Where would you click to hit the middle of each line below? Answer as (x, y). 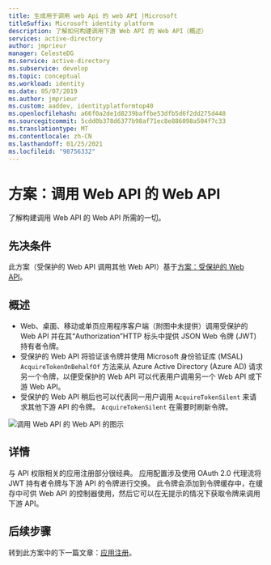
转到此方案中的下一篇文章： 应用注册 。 (72, 552)
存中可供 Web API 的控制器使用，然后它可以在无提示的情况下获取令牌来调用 (134, 493)
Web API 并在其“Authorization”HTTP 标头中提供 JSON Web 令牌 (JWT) (138, 336)
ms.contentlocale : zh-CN (50, 136)
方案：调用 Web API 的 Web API (114, 194)
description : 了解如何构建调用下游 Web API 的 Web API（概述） (108, 31)
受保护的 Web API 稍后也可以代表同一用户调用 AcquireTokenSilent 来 (135, 397)
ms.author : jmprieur (43, 99)
